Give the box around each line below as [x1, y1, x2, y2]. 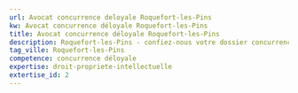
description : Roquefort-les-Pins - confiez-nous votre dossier [9, 37, 248, 47]
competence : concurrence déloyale [9, 54, 137, 63]
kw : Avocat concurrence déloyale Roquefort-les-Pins [9, 21, 208, 30]
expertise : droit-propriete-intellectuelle [9, 63, 173, 72]
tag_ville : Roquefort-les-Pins [9, 46, 125, 55]
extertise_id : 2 [9, 71, 69, 80]
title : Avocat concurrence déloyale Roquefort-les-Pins [9, 29, 220, 38]
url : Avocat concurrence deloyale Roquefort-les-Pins [9, 12, 213, 22]
